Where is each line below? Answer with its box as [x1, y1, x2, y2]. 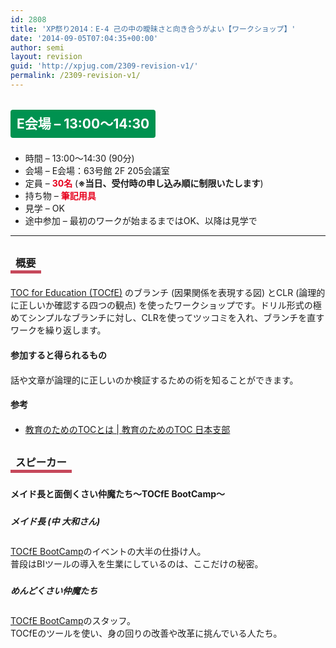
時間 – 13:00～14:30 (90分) [24, 152, 135, 165]
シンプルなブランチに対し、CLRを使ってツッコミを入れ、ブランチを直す [27, 312, 325, 324]
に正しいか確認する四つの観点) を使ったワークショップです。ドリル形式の [10, 299, 313, 311]
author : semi [10, 42, 65, 53]
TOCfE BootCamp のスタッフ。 [10, 615, 136, 627]
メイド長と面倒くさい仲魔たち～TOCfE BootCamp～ [10, 488, 226, 500]
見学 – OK [24, 202, 65, 215]
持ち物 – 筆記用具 [24, 190, 97, 202]
